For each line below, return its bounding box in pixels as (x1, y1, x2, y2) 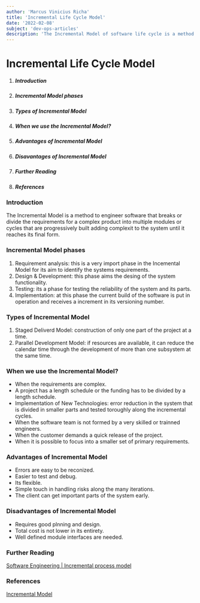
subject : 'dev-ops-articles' (6, 25, 79, 32)
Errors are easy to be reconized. (14, 466, 95, 474)
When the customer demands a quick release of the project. (14, 431, 163, 439)
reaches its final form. (6, 231, 60, 238)
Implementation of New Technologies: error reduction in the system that (14, 400, 193, 407)
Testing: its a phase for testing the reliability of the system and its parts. (14, 285, 192, 292)
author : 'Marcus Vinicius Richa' (6, 8, 90, 15)
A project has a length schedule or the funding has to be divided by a (14, 387, 186, 394)
